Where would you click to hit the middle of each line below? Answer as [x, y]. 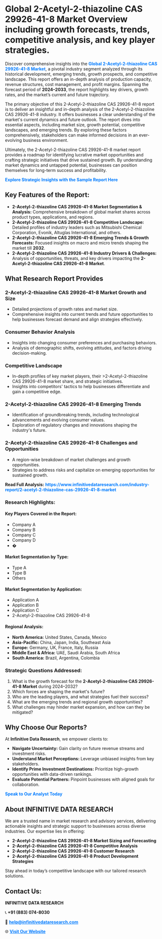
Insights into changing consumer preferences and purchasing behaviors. [84, 342]
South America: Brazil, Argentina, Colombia [56, 658]
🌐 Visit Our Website [25, 932]
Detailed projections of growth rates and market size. [65, 309]
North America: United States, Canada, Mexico [59, 637]
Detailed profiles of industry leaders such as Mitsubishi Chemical [77, 227]
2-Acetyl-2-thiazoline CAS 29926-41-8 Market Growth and [76, 292]
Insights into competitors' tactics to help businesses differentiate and [81, 387]
